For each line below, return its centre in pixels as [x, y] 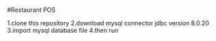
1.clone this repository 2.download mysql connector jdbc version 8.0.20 [108, 23]
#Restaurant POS [32, 10]
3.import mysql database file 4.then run [63, 30]
